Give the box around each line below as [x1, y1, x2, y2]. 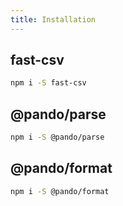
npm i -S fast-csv [10, 78, 87, 88]
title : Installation [10, 14, 97, 25]
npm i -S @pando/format [10, 186, 110, 196]
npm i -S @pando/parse [10, 132, 105, 143]
